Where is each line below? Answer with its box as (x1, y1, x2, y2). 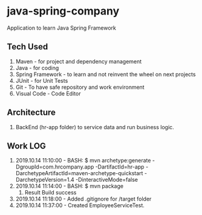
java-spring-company (7, 4, 120, 18)
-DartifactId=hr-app (95, 163, 145, 170)
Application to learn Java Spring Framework (7, 24, 117, 31)
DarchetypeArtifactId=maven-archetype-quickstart (15, 170, 143, 177)
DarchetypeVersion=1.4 (15, 176, 74, 184)
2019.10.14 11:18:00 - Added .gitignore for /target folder (15, 195, 152, 203)
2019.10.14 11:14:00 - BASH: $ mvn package (15, 182, 123, 190)
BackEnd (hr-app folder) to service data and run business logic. (15, 123, 174, 130)
